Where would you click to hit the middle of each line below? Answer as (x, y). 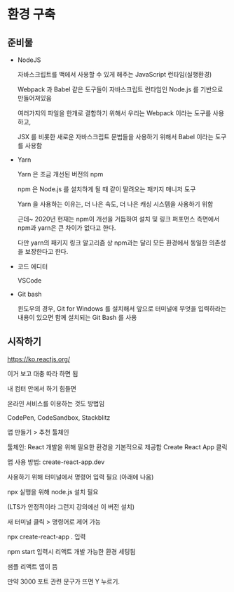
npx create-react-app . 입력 (47, 536)
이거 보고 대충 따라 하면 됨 (43, 373)
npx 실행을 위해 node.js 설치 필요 (53, 491)
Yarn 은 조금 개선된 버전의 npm (60, 174)
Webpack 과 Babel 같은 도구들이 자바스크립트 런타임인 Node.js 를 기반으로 (120, 89)
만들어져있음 (35, 98)
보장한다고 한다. (47, 251)
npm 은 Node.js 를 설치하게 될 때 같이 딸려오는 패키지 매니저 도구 (106, 189)
